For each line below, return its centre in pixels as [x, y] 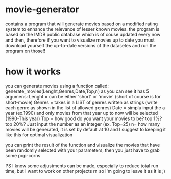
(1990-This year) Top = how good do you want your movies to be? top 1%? [84, 118]
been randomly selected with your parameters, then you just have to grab [82, 150]
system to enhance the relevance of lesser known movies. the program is [82, 29]
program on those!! [26, 51]
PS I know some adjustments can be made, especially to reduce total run [82, 166]
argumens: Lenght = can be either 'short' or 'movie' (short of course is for [83, 96]
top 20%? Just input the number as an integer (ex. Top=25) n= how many [82, 124]
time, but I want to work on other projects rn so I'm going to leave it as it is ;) [86, 171]
